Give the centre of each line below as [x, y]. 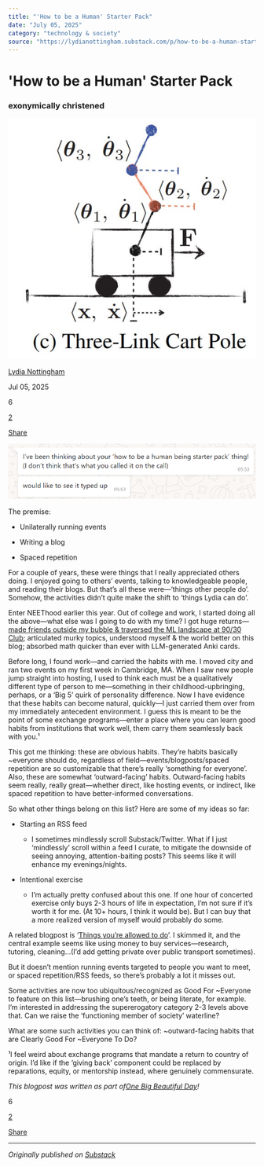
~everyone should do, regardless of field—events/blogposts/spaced [119, 760]
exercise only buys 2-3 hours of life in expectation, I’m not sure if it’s [142, 903]
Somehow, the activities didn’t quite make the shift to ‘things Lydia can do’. [128, 598]
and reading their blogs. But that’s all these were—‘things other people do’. [129, 589]
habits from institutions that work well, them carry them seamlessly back [126, 728]
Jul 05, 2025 [29, 387]
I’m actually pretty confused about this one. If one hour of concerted [142, 895]
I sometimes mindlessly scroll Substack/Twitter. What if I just [129, 839]
